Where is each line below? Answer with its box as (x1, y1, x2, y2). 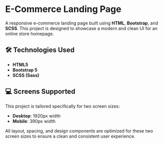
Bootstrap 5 (12, 66, 37, 73)
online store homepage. (5, 30, 54, 36)
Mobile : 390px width (12, 118, 56, 124)
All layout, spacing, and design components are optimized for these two (5, 127, 153, 133)
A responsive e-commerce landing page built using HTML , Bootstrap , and (5, 20, 158, 26)
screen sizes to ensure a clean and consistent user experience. (5, 133, 135, 139)
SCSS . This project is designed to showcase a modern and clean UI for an (5, 25, 157, 31)
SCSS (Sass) (12, 72, 39, 78)
